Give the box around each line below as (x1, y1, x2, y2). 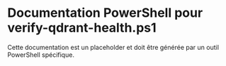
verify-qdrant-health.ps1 (7, 20, 157, 36)
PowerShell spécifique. (7, 51, 74, 59)
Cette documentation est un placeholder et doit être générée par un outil (7, 43, 220, 51)
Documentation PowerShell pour (7, 5, 203, 21)
